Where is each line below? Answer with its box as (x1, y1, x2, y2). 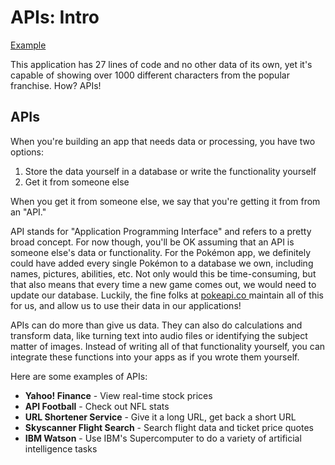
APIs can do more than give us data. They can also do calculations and (10, 319, 303, 331)
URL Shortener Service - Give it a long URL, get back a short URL (24, 411, 297, 423)
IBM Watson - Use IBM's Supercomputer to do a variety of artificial (24, 432, 302, 444)
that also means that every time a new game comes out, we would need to (10, 278, 317, 290)
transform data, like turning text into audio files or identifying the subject (10, 329, 308, 341)
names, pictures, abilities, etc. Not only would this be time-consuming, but (10, 267, 317, 280)
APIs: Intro (10, 6, 100, 29)
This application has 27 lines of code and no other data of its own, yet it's (10, 58, 313, 70)
